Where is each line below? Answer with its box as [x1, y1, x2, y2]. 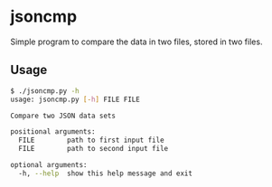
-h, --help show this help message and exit [18, 169, 193, 178]
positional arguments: [10, 127, 96, 136]
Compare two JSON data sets [10, 111, 117, 120]
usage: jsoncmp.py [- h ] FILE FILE [10, 95, 141, 104]
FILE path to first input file [18, 136, 165, 145]
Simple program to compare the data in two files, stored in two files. [10, 36, 263, 47]
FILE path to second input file [18, 145, 169, 154]
